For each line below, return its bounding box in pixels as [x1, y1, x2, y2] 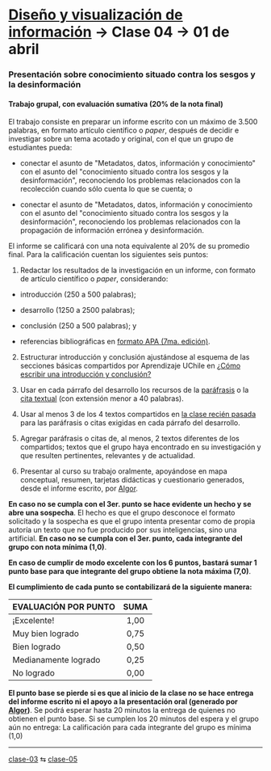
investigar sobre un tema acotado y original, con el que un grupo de [8, 134, 234, 144]
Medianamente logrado [12, 655, 101, 666]
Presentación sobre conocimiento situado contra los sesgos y [8, 69, 256, 80]
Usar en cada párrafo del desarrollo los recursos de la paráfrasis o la [19, 385, 249, 395]
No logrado [12, 668, 55, 679]
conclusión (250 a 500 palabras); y [19, 321, 137, 331]
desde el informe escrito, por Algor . [19, 483, 139, 494]
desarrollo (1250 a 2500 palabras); [19, 305, 135, 315]
